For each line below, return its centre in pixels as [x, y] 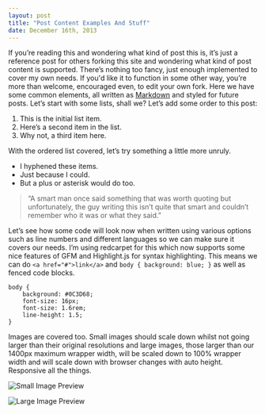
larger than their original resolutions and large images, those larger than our [131, 345]
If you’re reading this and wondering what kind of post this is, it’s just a [123, 53]
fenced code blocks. [42, 273]
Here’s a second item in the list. [71, 127]
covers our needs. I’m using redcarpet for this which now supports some [127, 247]
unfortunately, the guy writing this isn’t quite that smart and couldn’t [138, 207]
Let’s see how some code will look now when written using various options [130, 231]
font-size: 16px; [51, 301]
